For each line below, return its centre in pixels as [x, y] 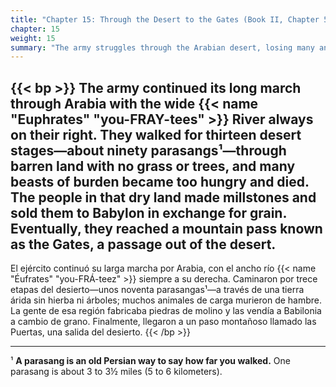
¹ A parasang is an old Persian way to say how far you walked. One [150, 361]
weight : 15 [33, 38]
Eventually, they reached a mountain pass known [166, 228]
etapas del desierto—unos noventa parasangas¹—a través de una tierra [157, 290]
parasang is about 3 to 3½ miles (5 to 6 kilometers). [116, 372]
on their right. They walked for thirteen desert [156, 134]
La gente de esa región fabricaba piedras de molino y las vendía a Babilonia [166, 311]
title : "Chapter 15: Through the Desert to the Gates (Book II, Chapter [165, 19]
